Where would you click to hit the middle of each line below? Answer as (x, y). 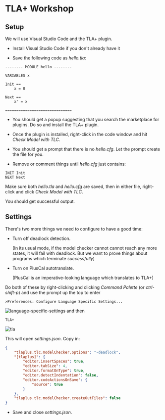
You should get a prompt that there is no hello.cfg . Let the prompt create (86, 149)
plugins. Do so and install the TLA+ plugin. (55, 125)
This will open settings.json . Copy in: (43, 338)
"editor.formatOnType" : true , (54, 371)
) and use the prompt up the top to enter (59, 292)
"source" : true (47, 384)
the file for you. (28, 154)
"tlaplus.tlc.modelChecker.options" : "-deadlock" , (67, 352)
